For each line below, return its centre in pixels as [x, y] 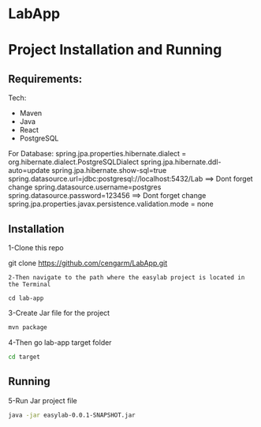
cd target [24, 357]
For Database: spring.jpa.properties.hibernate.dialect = [97, 154]
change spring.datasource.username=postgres [85, 187]
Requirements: [45, 79]
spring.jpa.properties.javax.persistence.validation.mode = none [111, 204]
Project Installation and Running [115, 50]
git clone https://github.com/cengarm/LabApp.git [88, 263]
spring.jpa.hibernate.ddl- [181, 162]
